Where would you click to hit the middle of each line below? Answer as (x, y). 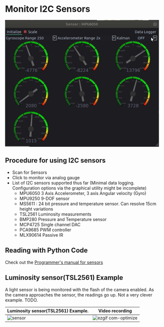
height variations (36, 209)
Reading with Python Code (46, 251)
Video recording (115, 311)
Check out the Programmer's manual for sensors (54, 262)
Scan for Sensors (30, 172)
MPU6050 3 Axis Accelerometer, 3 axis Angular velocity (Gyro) (83, 193)
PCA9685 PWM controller (45, 230)
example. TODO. (21, 300)
